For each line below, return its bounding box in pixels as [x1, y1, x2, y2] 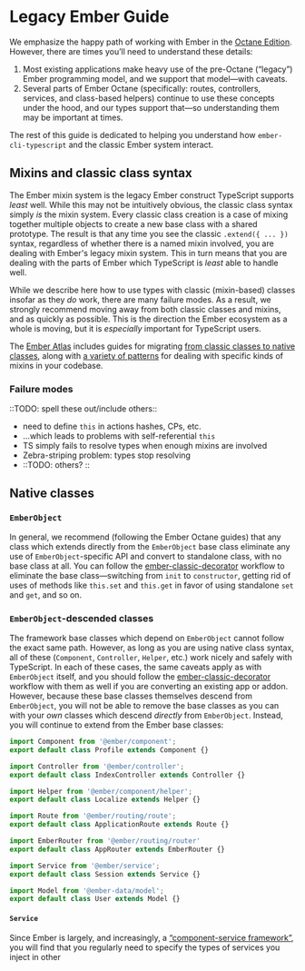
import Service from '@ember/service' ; [9, 861, 161, 870]
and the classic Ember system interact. [68, 139, 214, 150]
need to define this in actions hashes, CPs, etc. [22, 421, 202, 432]
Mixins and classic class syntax [9, 165, 192, 181]
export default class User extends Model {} [9, 895, 181, 904]
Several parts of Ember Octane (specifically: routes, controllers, [22, 83, 261, 94]
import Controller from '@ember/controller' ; [9, 761, 184, 771]
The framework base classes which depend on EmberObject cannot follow [9, 633, 285, 644]
